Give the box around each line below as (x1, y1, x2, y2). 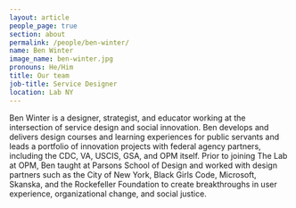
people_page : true (9, 21, 78, 30)
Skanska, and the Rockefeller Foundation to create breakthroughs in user (9, 179, 278, 189)
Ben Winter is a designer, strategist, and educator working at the (9, 112, 246, 123)
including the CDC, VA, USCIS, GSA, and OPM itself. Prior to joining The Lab (9, 150, 288, 161)
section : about (9, 29, 66, 38)
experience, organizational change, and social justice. (9, 188, 207, 199)
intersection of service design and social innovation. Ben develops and (9, 121, 269, 132)
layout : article (9, 12, 70, 22)
